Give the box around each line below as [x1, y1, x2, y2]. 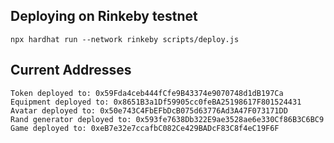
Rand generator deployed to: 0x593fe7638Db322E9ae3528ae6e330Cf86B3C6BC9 [10, 114, 325, 124]
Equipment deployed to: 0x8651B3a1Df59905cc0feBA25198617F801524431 [10, 97, 302, 107]
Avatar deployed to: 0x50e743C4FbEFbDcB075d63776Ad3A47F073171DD [10, 105, 288, 116]
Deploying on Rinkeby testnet [10, 8, 198, 25]
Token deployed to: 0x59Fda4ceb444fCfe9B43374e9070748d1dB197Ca [10, 88, 284, 98]
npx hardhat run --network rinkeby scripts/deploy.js [10, 34, 240, 44]
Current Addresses [10, 62, 132, 79]
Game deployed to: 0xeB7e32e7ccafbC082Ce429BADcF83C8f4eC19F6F [10, 123, 280, 133]
